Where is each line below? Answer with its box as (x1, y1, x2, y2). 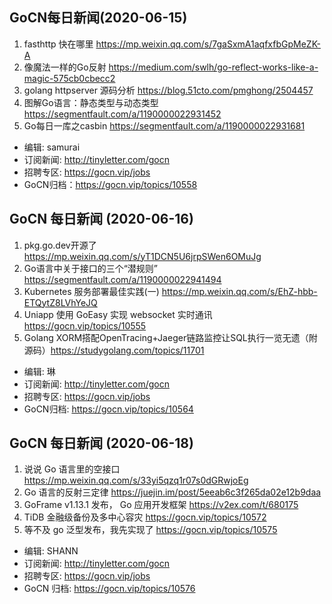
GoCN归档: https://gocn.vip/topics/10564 (23, 403, 194, 415)
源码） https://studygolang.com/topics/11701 (23, 344, 205, 356)
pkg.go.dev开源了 (23, 239, 97, 251)
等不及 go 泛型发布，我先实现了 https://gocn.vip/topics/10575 (23, 524, 278, 536)
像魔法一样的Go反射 (23, 61, 107, 73)
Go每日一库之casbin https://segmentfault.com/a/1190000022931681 (23, 119, 306, 132)
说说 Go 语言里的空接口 (23, 463, 121, 475)
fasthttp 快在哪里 (23, 38, 94, 50)
